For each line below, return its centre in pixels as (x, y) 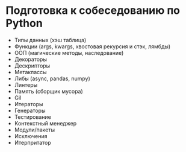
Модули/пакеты (35, 130)
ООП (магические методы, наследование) (69, 52)
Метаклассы (30, 72)
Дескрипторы (32, 65)
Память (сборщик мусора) (49, 91)
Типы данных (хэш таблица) (50, 40)
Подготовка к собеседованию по (93, 11)
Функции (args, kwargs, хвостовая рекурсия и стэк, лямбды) (92, 46)
